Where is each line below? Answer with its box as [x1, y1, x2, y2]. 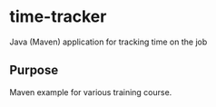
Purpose [9, 63, 59, 78]
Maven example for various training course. [9, 86, 172, 97]
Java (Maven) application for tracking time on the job [9, 36, 208, 47]
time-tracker [9, 6, 107, 27]
